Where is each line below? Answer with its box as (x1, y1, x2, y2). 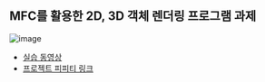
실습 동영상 (22, 51, 63, 62)
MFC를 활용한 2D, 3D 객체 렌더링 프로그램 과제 (9, 8, 257, 24)
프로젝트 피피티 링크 (22, 62, 93, 74)
